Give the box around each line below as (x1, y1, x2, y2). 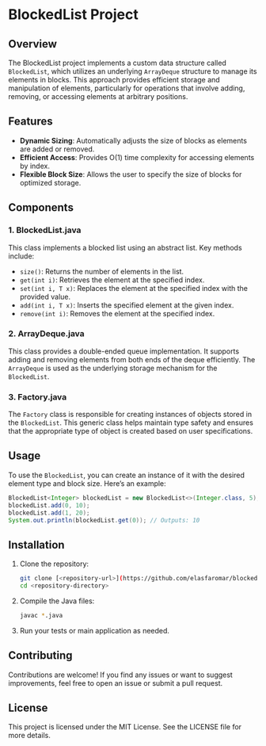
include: (8, 251, 35, 261)
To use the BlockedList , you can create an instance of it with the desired (8, 470, 245, 480)
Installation (8, 538, 65, 552)
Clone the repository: (19, 559, 89, 568)
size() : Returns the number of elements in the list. (19, 266, 184, 276)
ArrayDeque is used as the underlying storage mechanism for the (8, 363, 218, 373)
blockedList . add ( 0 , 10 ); (8, 501, 90, 509)
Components (8, 201, 74, 215)
